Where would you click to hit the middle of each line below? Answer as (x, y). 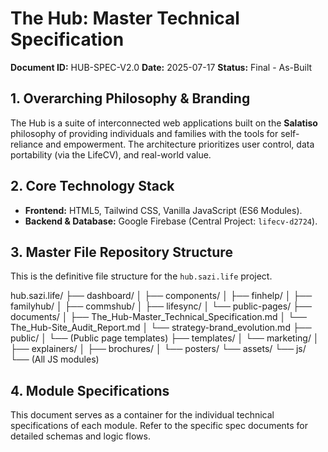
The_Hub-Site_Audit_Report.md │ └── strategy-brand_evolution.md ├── (161, 328)
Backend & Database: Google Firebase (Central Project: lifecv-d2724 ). (171, 221)
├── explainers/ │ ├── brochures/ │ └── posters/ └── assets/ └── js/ (158, 349)
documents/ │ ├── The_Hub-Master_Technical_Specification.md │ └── (158, 317)
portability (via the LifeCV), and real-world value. (111, 154)
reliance (27, 144)
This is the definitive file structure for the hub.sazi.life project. (141, 276)
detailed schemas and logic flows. (80, 436)
